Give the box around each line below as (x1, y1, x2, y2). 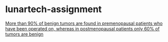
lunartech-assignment (5, 4, 102, 15)
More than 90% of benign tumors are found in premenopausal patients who (5, 20, 163, 26)
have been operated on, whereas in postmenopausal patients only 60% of (5, 25, 160, 31)
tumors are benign (5, 31, 44, 37)
